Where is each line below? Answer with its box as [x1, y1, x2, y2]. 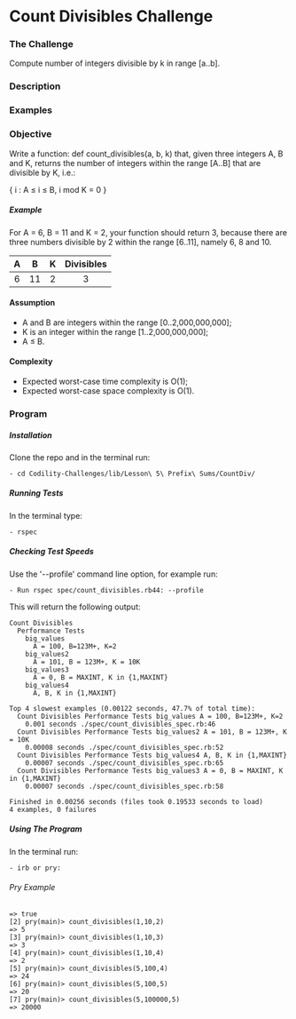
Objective [9, 128, 52, 140]
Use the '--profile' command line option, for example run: [9, 569, 219, 579]
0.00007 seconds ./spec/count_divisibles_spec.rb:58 [25, 782, 224, 791]
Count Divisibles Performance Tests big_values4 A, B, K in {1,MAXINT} [17, 751, 288, 760]
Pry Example [9, 882, 56, 893]
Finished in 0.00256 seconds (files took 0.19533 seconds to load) [9, 797, 264, 806]
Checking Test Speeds [9, 546, 95, 557]
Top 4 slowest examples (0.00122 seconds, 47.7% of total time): [9, 704, 255, 713]
